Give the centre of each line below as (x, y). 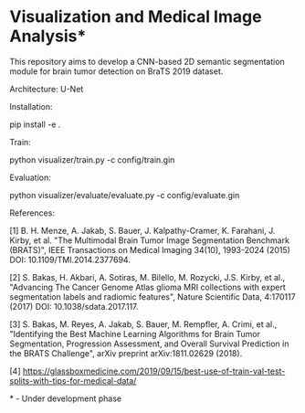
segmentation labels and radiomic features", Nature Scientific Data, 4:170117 (152, 297)
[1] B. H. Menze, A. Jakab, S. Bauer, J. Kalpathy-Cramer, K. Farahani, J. (142, 230)
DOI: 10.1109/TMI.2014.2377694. (70, 259)
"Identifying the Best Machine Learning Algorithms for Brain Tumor (135, 334)
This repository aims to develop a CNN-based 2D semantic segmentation (147, 61)
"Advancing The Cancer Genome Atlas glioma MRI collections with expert (147, 287)
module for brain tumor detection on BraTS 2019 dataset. (116, 71)
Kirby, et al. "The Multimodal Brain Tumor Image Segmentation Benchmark (150, 240)
